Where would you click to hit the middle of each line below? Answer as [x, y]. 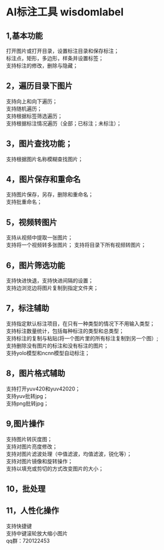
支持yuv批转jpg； [27, 396]
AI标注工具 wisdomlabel [65, 12]
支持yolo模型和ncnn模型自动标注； [48, 353]
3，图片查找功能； [40, 144]
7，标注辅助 [28, 308]
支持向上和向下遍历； [32, 101]
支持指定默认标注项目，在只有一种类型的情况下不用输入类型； [81, 323]
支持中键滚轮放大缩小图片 [37, 533]
